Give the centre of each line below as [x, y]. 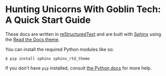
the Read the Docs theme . [33, 40]
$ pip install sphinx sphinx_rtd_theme [48, 59]
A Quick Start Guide [48, 20]
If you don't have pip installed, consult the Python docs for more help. [78, 68]
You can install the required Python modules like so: [60, 49]
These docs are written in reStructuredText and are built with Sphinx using [83, 34]
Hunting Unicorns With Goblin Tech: [83, 9]
